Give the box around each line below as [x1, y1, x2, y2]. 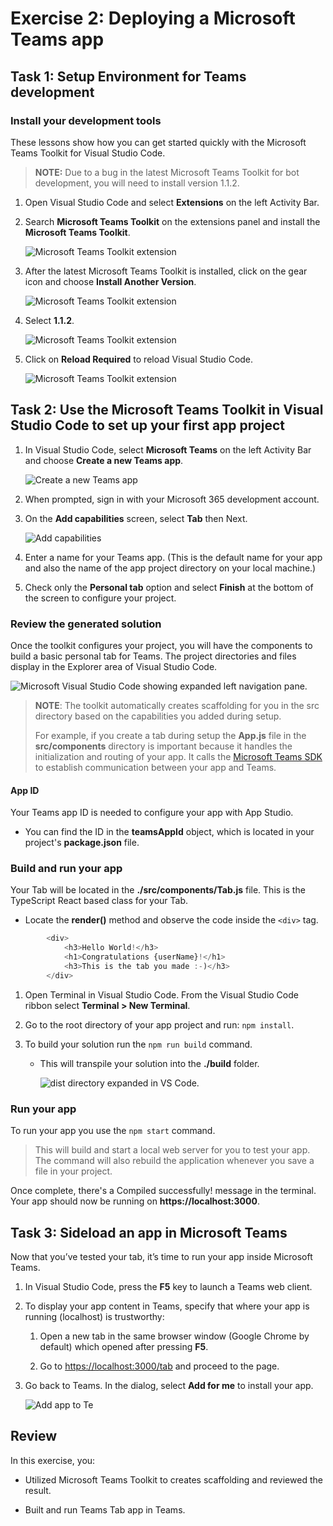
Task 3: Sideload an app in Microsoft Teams [10, 1224, 288, 1241]
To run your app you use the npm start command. [10, 1125, 216, 1137]
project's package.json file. [24, 837, 140, 849]
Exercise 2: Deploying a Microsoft [10, 7, 296, 30]
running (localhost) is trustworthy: [24, 1310, 165, 1322]
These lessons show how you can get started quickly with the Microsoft [10, 136, 307, 148]
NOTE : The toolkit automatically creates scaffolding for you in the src [34, 699, 320, 711]
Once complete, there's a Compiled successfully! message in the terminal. [10, 1185, 317, 1197]
